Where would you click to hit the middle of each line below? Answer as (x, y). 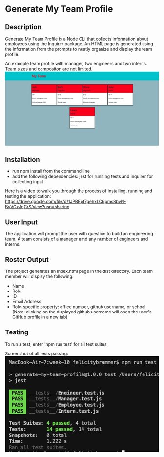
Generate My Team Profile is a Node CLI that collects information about (77, 39)
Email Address (27, 302)
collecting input (28, 182)
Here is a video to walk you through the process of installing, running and (79, 191)
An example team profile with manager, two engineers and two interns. (76, 64)
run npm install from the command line (51, 171)
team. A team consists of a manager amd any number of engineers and (77, 239)
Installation (22, 160)
